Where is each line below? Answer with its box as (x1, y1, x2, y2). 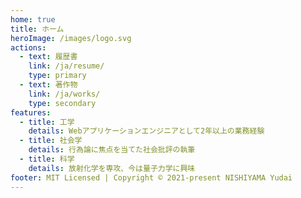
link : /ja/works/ (28, 89, 101, 99)
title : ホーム (10, 24, 65, 34)
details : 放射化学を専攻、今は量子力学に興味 (28, 163, 196, 173)
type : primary (28, 71, 87, 81)
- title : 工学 (19, 117, 75, 127)
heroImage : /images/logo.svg (10, 33, 132, 43)
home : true (10, 14, 56, 25)
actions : (10, 42, 47, 53)
